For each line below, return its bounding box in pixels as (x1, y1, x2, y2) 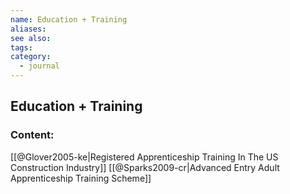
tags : (10, 42, 33, 53)
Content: (10, 128, 55, 142)
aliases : (10, 24, 47, 34)
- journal (19, 61, 60, 71)
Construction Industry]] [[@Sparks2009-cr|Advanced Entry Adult (10, 161, 280, 173)
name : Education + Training (10, 14, 128, 25)
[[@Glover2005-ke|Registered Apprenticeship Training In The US (10, 151, 279, 163)
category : (10, 52, 52, 62)
